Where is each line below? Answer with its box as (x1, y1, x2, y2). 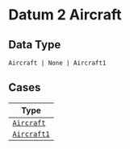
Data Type (8, 38, 61, 52)
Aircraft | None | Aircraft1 (8, 59, 107, 67)
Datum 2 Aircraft (8, 6, 122, 24)
